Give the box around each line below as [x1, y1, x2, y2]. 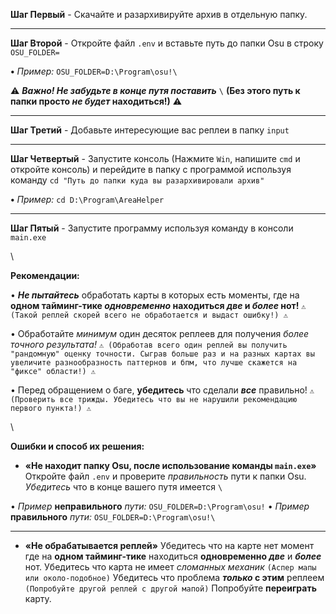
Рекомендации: [10, 270, 80, 281]
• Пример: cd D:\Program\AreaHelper [10, 194, 165, 205]
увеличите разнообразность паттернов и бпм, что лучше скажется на [10, 358, 298, 368]
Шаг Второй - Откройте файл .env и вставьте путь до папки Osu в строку [10, 37, 324, 49]
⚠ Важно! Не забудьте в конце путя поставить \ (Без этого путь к [10, 85, 301, 96]
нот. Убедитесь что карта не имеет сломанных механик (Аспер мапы [24, 561, 317, 573]
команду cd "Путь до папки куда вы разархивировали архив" [10, 174, 265, 186]
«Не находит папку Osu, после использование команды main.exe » [24, 460, 317, 471]
